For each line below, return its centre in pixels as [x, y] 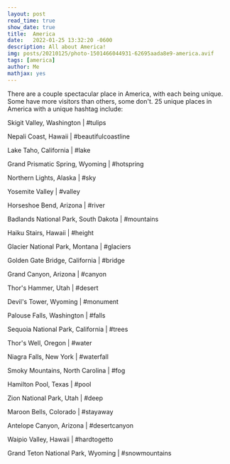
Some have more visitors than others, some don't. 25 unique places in [110, 101]
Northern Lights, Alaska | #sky [52, 178]
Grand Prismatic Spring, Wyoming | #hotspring [76, 163]
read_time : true [31, 21]
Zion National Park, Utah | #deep [55, 398]
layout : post [27, 14]
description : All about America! [57, 47]
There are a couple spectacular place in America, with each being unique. [115, 94]
